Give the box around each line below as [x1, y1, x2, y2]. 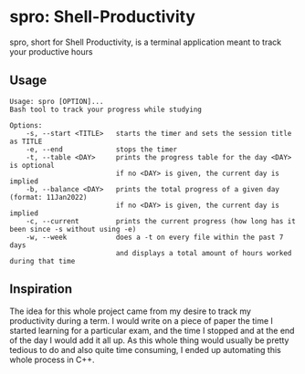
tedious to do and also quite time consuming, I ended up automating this [9, 344, 281, 355]
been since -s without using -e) [9, 224, 137, 234]
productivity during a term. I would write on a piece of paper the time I [9, 315, 274, 326]
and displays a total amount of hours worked [115, 248, 292, 257]
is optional [9, 161, 55, 170]
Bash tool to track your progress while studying [9, 105, 203, 114]
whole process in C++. [9, 354, 95, 365]
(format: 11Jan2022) [9, 192, 89, 202]
